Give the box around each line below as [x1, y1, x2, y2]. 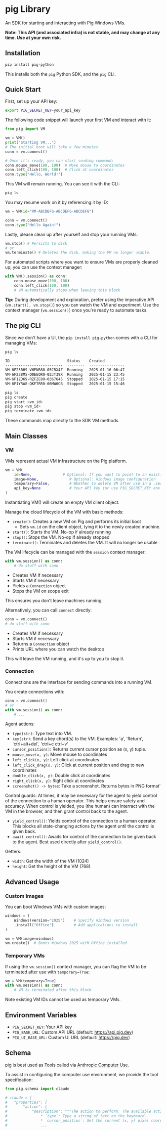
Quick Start [5, 86, 41, 94]
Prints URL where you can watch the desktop [12, 646, 105, 652]
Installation [5, 49, 41, 57]
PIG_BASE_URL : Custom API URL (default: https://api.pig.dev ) [12, 1029, 133, 1035]
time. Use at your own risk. [5, 35, 61, 41]
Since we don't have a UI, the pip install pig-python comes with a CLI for [5, 335, 158, 341]
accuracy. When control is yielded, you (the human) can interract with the [5, 803, 155, 809]
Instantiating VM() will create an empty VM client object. [5, 499, 120, 505]
